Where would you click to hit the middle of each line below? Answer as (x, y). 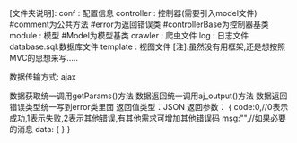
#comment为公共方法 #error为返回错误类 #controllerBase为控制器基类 (139, 24)
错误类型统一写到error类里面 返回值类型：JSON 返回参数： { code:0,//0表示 (149, 107)
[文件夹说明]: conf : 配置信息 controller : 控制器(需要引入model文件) (133, 13)
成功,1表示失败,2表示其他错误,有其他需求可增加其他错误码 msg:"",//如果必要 (148, 118)
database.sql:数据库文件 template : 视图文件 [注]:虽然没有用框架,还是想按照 (147, 46)
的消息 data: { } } (40, 129)
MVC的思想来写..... (44, 58)
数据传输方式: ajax (43, 77)
